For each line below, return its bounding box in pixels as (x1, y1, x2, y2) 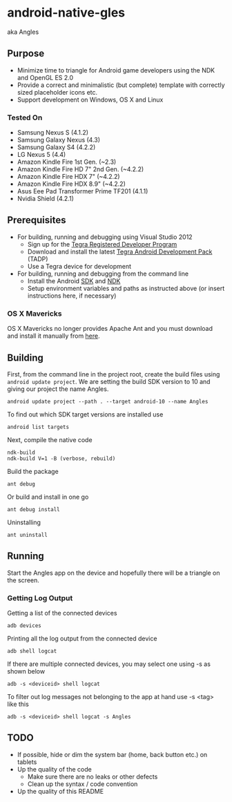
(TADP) (27, 254, 48, 263)
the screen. (7, 575, 40, 584)
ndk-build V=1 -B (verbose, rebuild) (7, 455, 116, 462)
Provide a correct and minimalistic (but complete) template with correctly (17, 81, 226, 89)
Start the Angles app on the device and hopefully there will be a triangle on (7, 569, 220, 577)
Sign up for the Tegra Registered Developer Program (27, 240, 177, 248)
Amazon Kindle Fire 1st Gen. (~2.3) (17, 157, 117, 166)
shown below (7, 667, 46, 676)
